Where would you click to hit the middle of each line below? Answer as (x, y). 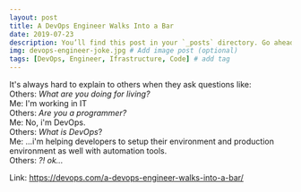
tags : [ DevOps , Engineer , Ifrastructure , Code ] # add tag (120, 59)
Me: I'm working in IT (48, 103)
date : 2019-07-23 (42, 34)
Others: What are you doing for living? (80, 94)
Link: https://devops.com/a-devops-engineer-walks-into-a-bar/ (127, 178)
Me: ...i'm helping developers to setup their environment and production (142, 141)
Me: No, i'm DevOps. (48, 122)
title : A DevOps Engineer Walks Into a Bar (92, 26)
